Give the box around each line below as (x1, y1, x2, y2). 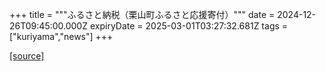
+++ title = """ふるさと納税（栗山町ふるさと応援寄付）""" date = (9, 9, 276, 20)
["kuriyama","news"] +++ (9, 31, 114, 42)
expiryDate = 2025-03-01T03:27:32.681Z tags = (89, 20, 289, 32)
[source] (9, 50, 45, 62)
